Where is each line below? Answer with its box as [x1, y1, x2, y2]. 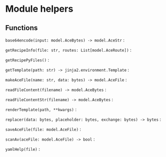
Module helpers [5, 3, 74, 15]
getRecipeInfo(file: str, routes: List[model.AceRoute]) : [5, 47, 132, 53]
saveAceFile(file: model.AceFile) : [5, 126, 82, 132]
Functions [5, 24, 38, 32]
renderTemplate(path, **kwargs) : [5, 106, 77, 113]
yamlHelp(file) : [5, 146, 40, 152]
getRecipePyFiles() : [5, 57, 50, 63]
